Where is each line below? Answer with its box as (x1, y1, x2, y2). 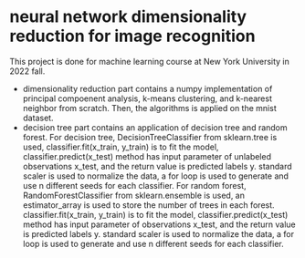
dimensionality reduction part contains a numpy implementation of (22, 83, 273, 94)
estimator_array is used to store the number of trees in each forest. (22, 199, 276, 211)
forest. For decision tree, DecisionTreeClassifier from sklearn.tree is (22, 131, 278, 142)
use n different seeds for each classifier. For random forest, (22, 180, 247, 191)
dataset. (22, 112, 54, 123)
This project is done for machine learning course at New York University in (9, 56, 289, 67)
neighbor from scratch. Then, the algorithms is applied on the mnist (22, 102, 277, 113)
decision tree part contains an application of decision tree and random (22, 121, 288, 133)
